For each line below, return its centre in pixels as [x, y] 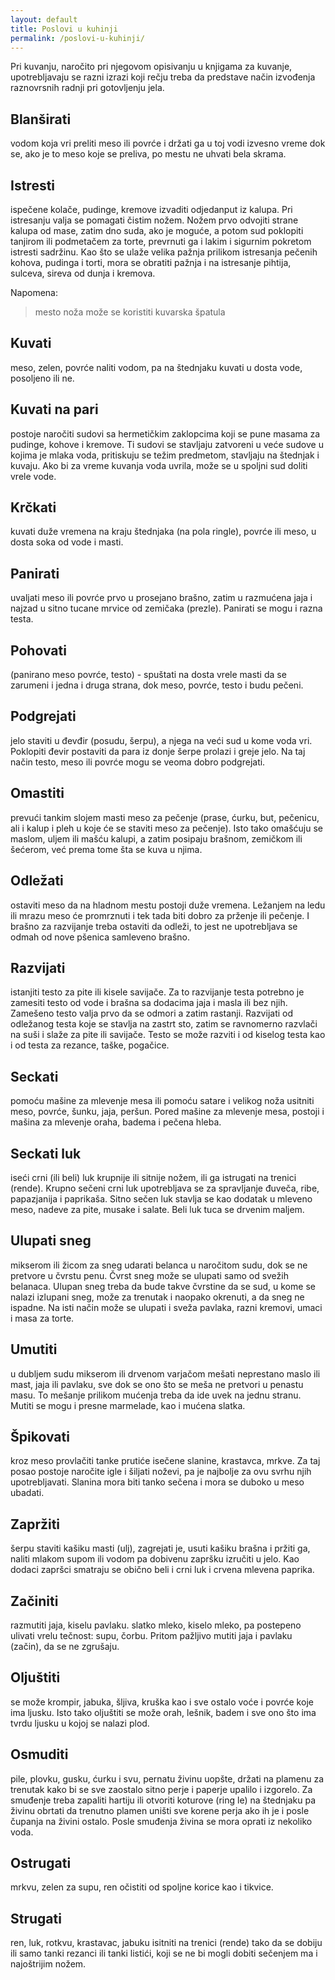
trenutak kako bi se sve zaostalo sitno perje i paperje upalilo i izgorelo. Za [161, 1789]
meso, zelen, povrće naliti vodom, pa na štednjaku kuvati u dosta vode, [156, 367]
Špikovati [40, 1436]
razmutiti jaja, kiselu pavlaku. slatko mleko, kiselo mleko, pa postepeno [156, 1625]
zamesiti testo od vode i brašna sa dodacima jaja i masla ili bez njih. [149, 1003]
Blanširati [41, 119]
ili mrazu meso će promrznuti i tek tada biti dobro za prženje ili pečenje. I [160, 915]
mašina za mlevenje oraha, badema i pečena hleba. [116, 1122]
